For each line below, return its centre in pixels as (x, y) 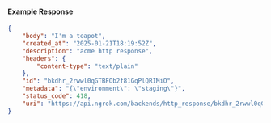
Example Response (40, 11)
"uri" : (33, 104)
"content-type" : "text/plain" (87, 66)
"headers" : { (44, 58)
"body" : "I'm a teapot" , (64, 36)
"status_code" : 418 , (57, 96)
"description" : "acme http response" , (87, 51)
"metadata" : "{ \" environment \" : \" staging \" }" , (104, 89)
